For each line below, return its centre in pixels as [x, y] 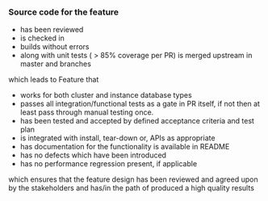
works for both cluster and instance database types [106, 95]
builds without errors [54, 47]
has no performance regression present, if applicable [109, 164]
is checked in [42, 38]
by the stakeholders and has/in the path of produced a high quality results [131, 188]
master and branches [55, 64]
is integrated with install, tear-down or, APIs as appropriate [117, 138]
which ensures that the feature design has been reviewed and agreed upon [133, 179]
